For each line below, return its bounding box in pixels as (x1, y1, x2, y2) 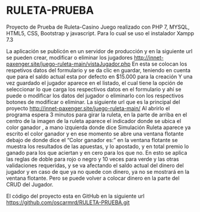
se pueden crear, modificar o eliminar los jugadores (6, 54, 133, 61)
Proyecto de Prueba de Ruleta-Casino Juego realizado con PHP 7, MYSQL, (6, 23, 190, 30)
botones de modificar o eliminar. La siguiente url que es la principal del (6, 98, 180, 105)
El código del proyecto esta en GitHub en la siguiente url (6, 192, 145, 199)
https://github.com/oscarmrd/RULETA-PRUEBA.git (6, 198, 130, 206)
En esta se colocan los (131, 60, 187, 67)
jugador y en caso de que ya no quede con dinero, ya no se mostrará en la (6, 168, 190, 175)
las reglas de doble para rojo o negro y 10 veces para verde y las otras (6, 155, 179, 162)
